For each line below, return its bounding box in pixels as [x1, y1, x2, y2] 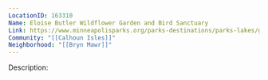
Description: [8, 63, 49, 72]
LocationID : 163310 [8, 11, 73, 20]
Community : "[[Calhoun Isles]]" [8, 33, 116, 42]
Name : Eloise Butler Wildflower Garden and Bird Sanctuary [8, 19, 209, 27]
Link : [8, 26, 26, 34]
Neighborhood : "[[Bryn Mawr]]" [8, 41, 112, 49]
